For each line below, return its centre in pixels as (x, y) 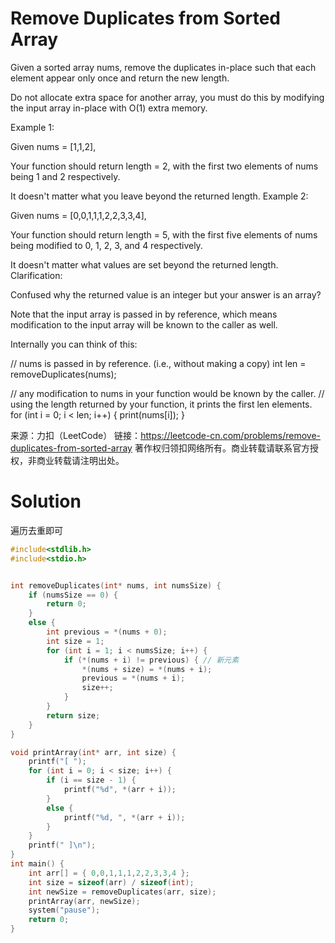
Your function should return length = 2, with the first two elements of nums (164, 166)
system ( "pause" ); (64, 910)
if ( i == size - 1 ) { (91, 780)
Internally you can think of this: (74, 344)
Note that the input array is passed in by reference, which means (144, 314)
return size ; (73, 715)
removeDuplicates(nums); (63, 374)
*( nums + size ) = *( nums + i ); (147, 669)
